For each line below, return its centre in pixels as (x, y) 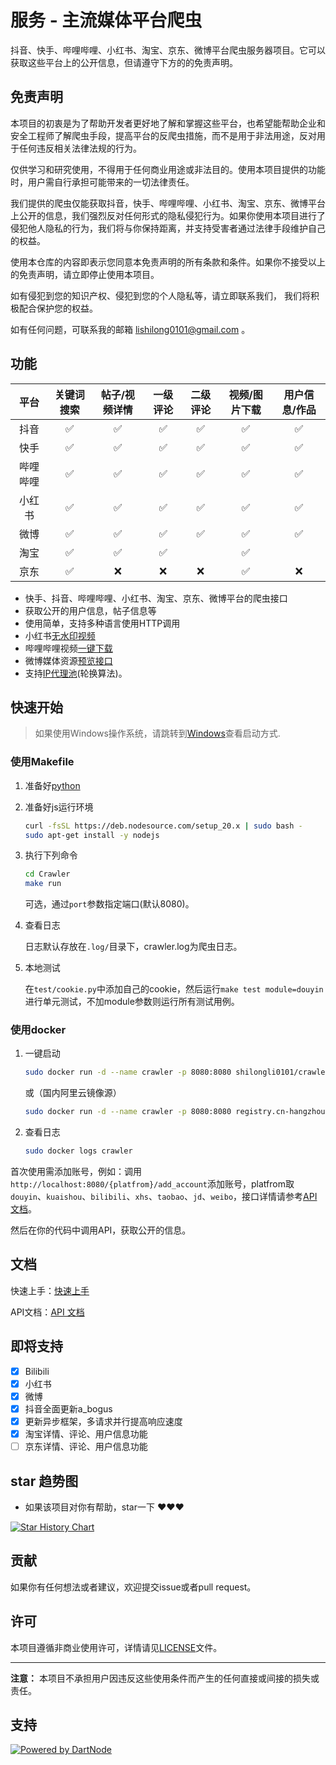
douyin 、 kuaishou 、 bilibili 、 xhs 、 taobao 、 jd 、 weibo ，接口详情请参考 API (164, 1197)
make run (43, 884)
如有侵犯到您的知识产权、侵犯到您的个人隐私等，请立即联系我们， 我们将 (160, 295)
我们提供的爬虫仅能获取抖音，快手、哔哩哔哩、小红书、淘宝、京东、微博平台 (168, 203)
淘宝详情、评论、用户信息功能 (86, 1434)
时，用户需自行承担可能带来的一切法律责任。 (102, 182)
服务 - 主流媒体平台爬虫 (106, 20)
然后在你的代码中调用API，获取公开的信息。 (101, 1230)
